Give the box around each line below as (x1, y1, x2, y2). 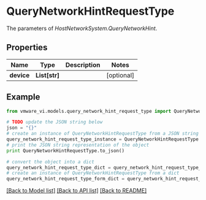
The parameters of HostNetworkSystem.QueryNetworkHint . (6, 25, 158, 32)
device (9, 71, 30, 79)
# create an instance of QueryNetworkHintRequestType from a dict (6, 170, 180, 176)
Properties (6, 42, 48, 53)
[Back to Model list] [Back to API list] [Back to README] (6, 187, 147, 194)
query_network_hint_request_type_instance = (6, 136, 122, 142)
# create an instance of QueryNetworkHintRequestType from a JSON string (6, 131, 199, 137)
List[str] (36, 71, 60, 79)
